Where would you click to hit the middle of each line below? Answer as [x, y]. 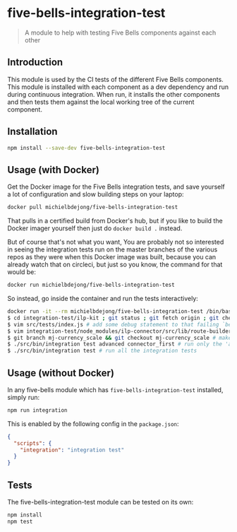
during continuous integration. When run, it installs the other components [114, 94]
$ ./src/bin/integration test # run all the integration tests [102, 351]
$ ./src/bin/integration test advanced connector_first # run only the [115, 344]
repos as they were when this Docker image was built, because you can [112, 257]
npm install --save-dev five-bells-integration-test [86, 148]
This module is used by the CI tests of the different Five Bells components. [115, 79]
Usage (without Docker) [61, 373]
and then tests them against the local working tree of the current [101, 102]
